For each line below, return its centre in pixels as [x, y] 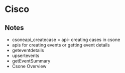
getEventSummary [31, 61]
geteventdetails [28, 50]
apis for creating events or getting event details [61, 45]
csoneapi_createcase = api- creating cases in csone [66, 39]
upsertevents [26, 55]
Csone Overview [29, 66]
